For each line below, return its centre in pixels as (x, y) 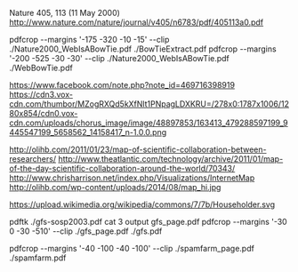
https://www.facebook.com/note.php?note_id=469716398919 (122, 85)
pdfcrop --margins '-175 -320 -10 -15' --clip (89, 40)
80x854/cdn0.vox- (44, 113)
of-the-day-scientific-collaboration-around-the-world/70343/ (122, 168)
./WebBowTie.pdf (41, 68)
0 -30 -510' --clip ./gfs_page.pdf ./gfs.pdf (86, 231)
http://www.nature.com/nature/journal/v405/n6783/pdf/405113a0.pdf (137, 22)
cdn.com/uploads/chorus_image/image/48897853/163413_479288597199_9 (149, 123)
